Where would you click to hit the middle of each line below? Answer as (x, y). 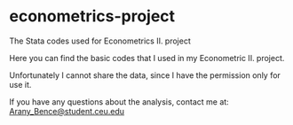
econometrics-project (92, 16)
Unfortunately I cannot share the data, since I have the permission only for (145, 75)
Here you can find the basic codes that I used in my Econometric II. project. (147, 58)
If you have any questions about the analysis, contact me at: (119, 102)
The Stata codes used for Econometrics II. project (100, 41)
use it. (20, 84)
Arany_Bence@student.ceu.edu (67, 111)
